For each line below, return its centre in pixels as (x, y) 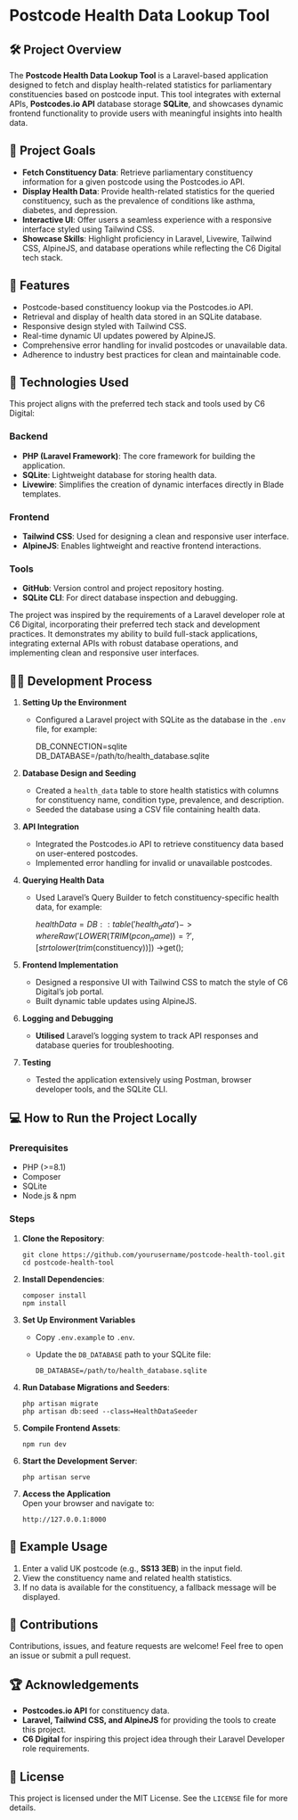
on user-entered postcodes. (87, 853)
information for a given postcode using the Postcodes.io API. (133, 181)
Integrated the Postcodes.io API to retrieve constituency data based (160, 844)
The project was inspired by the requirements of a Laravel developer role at (147, 615)
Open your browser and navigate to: (88, 1503)
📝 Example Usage (59, 1547)
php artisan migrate (60, 1404)
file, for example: (66, 729)
